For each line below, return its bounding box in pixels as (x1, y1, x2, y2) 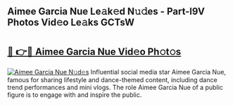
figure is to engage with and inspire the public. (7, 91, 142, 99)
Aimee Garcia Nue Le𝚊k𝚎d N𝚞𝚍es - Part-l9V (7, 6, 206, 18)
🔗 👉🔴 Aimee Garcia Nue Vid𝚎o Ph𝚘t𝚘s (7, 46, 182, 58)
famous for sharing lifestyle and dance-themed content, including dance (7, 76, 218, 84)
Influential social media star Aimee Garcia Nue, (90, 68, 227, 76)
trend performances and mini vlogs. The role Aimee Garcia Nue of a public (7, 84, 223, 91)
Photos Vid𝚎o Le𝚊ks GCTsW (7, 17, 135, 29)
